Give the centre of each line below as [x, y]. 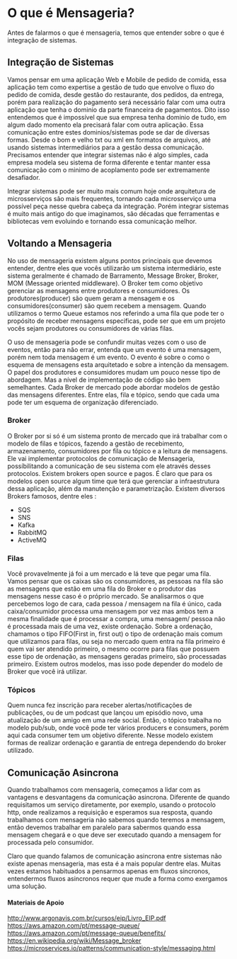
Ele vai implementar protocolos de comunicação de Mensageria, [101, 458]
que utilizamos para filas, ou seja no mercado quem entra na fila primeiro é [116, 642]
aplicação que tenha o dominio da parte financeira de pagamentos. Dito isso [118, 109]
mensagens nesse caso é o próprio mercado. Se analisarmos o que [105, 596]
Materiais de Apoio [36, 902]
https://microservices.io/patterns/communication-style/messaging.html [111, 948]
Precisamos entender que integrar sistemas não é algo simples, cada [108, 154]
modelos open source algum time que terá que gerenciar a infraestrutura [114, 481]
